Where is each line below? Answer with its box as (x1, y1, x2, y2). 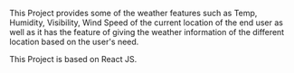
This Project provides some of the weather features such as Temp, (9, 8, 258, 18)
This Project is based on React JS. (9, 54, 138, 64)
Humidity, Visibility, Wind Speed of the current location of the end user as (9, 17, 283, 28)
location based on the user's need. (9, 36, 139, 47)
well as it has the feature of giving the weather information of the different (9, 27, 285, 37)
